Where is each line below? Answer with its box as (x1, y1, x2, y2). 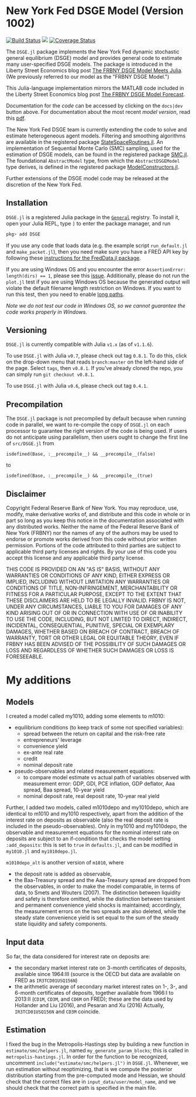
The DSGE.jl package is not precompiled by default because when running (6, 415, 186, 422)
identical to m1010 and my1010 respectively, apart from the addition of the (6, 810, 184, 817)
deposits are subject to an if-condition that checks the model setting (6, 835, 171, 842)
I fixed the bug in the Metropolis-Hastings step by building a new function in (6, 1041, 189, 1048)
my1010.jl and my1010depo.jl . (6, 847, 78, 855)
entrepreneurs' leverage (23, 736, 82, 743)
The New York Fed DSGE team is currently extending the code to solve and (6, 126, 187, 133)
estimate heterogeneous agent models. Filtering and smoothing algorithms (6, 132, 186, 139)
